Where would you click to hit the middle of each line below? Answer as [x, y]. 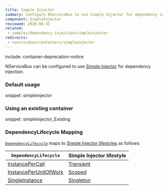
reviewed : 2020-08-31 [28, 24]
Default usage [22, 84]
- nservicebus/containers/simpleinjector [51, 42]
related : [14, 28]
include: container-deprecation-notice [44, 56]
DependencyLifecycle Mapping [44, 132]
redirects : [16, 38]
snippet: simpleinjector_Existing [38, 119]
